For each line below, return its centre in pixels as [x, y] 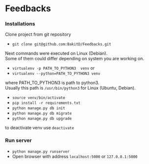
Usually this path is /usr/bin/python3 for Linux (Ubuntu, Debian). [70, 88]
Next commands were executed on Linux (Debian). [56, 53]
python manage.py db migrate [42, 114]
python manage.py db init [38, 108]
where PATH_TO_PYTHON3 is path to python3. [52, 83]
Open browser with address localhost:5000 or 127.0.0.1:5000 [75, 156]
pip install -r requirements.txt [46, 103]
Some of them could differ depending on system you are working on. [75, 59]
